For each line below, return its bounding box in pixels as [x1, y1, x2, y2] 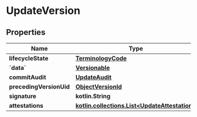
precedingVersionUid [9, 83, 70, 91]
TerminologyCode [75, 54, 127, 62]
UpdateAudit [75, 73, 112, 81]
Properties [6, 27, 46, 37]
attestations [9, 102, 44, 109]
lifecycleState [9, 54, 49, 62]
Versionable [75, 64, 110, 72]
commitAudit [9, 73, 46, 81]
